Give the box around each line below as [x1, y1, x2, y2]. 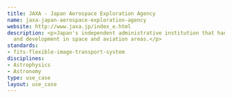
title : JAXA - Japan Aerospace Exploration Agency [7, 10, 156, 17]
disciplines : [7, 55, 45, 62]
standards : [7, 42, 39, 49]
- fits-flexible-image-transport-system [7, 49, 126, 56]
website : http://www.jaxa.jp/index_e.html [7, 23, 131, 30]
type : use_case [7, 74, 51, 81]
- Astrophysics [7, 61, 51, 68]
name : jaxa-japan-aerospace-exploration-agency [7, 17, 147, 23]
